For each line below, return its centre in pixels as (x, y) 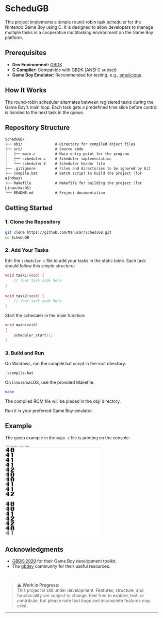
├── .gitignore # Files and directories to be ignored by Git (78, 169)
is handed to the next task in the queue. (45, 112)
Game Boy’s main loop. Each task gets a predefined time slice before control (81, 107)
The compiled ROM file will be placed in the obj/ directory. (63, 401)
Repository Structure (38, 127)
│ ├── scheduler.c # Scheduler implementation (58, 159)
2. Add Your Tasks (27, 250)
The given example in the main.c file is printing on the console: (67, 438)
